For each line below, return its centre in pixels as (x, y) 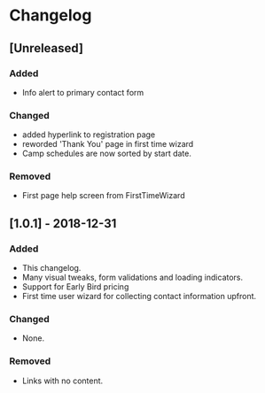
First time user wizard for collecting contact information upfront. (139, 297)
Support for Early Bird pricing (75, 287)
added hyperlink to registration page (89, 135)
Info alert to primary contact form (83, 92)
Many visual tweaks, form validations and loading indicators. (132, 277)
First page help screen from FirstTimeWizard (103, 196)
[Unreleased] (47, 48)
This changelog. (51, 268)
